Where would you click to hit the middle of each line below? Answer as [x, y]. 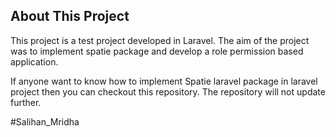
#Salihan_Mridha [45, 121]
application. [34, 61]
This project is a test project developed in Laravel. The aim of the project [160, 40]
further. [26, 102]
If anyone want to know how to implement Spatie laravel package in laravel [164, 81]
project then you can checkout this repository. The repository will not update [168, 91]
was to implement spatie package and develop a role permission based [157, 51]
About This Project [70, 16]
